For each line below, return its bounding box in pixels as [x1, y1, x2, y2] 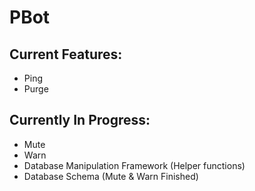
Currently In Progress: [9, 112, 151, 129]
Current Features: [9, 46, 123, 63]
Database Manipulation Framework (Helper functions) [23, 159, 246, 171]
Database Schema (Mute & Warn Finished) [23, 170, 199, 182]
